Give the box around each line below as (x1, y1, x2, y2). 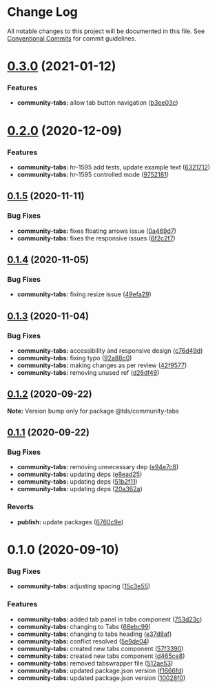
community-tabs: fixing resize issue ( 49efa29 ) (17, 290, 152, 298)
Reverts (7, 502, 34, 512)
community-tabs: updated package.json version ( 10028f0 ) (17, 673, 186, 682)
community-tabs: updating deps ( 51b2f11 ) (17, 477, 138, 486)
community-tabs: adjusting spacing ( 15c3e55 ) (17, 582, 150, 590)
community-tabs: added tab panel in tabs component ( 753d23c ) (17, 615, 203, 624)
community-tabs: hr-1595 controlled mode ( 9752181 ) (17, 170, 169, 178)
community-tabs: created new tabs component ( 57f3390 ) (17, 644, 184, 652)
